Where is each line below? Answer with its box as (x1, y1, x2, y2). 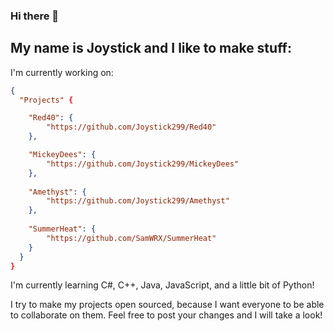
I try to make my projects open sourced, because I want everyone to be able (10, 299, 325, 311)
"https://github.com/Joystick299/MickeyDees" (46, 159, 240, 169)
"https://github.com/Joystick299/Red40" (46, 122, 217, 133)
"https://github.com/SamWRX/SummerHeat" (46, 233, 217, 243)
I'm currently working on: (10, 66, 114, 78)
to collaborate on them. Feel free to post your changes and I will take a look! (10, 309, 323, 321)
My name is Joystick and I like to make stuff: (10, 40, 292, 57)
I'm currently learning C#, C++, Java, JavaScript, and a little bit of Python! (10, 279, 315, 291)
